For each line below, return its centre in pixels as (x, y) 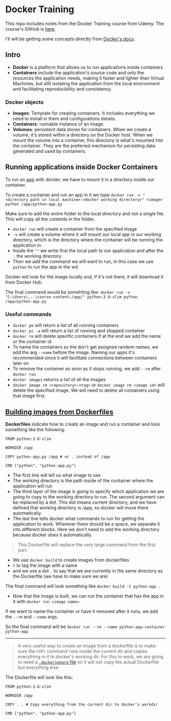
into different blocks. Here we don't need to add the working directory (86, 529)
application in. (27, 245)
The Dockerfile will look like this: (39, 677)
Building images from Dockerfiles (59, 412)
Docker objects (25, 102)
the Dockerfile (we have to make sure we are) (60, 576)
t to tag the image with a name (45, 565)
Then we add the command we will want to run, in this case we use (83, 261)
